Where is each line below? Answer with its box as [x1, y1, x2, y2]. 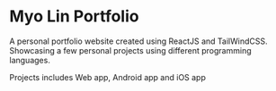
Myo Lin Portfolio [9, 6, 139, 27]
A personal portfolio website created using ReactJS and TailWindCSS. [9, 36, 268, 46]
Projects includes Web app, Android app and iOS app [9, 71, 207, 82]
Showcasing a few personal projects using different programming [9, 45, 252, 55]
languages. [9, 54, 51, 65]
